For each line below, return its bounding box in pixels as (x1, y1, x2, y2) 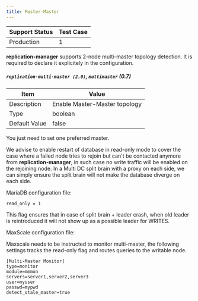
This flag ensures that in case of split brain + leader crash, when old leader (6, 211, 190, 218)
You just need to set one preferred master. (6, 134, 110, 142)
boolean (52, 109, 75, 118)
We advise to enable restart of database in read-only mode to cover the (6, 146, 181, 153)
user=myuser (6, 279, 36, 285)
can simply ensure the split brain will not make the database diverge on (6, 171, 180, 178)
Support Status (9, 27, 53, 36)
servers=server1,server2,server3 (6, 274, 89, 280)
